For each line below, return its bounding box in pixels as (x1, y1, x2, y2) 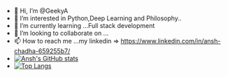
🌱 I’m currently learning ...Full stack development (13, 22, 155, 29)
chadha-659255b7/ (13, 47, 71, 55)
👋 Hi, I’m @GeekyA (13, 7, 69, 15)
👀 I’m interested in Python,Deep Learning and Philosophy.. (13, 14, 182, 22)
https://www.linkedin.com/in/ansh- (120, 37, 221, 45)
